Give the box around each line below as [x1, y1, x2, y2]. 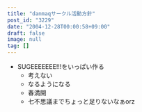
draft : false [7, 29, 45, 37]
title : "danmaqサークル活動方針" [7, 10, 96, 17]
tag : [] [7, 42, 30, 49]
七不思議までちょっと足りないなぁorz [27, 97, 135, 105]
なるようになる [27, 80, 71, 88]
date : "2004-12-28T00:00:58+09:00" [7, 23, 111, 30]
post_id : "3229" [7, 17, 54, 24]
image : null [7, 36, 42, 43]
